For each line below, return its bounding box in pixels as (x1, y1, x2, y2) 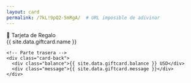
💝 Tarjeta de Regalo (6, 31, 56, 38)
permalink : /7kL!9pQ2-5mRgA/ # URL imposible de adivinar (6, 15, 160, 21)
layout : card (6, 9, 40, 15)
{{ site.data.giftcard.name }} (6, 38, 77, 45)
